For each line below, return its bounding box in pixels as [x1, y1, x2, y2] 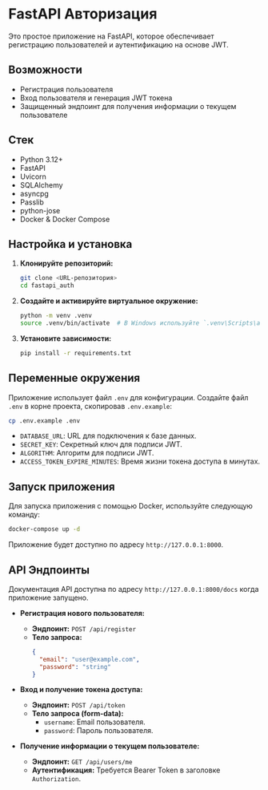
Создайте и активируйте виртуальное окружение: [19, 296, 198, 306]
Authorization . [31, 774, 82, 784]
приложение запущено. [8, 593, 90, 602]
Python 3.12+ [19, 154, 63, 164]
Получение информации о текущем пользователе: [19, 741, 200, 751]
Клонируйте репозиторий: [19, 258, 114, 269]
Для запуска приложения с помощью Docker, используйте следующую [8, 501, 254, 511]
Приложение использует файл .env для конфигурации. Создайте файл [8, 392, 249, 402]
